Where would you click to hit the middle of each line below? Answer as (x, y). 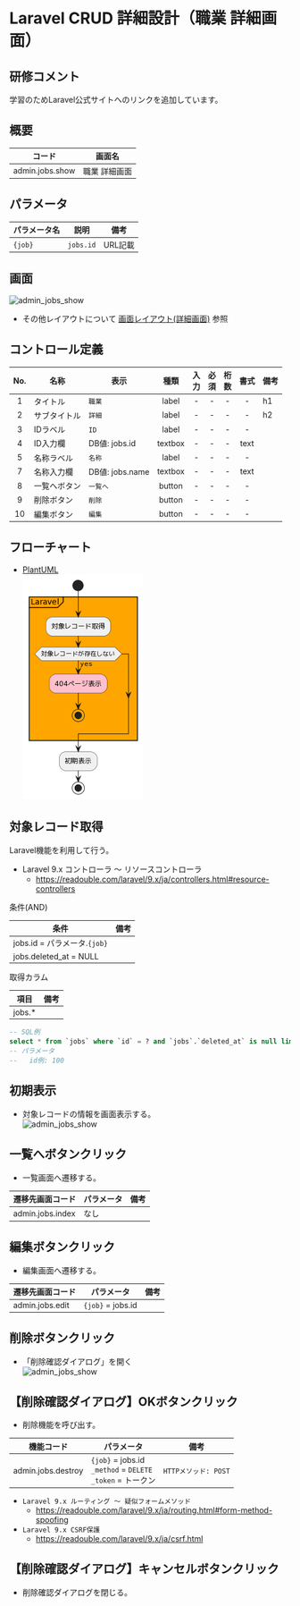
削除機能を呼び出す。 (61, 1425)
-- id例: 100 (37, 1061)
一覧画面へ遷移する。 (61, 1178)
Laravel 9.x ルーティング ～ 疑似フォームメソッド (107, 1501)
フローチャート (50, 548)
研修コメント (45, 76)
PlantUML (40, 570)
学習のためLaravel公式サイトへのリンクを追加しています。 (116, 100)
